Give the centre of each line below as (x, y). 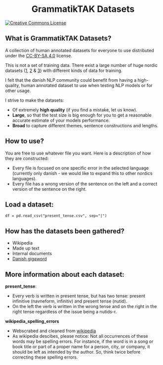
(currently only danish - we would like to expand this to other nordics (82, 173)
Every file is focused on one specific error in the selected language (81, 168)
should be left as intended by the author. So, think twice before (76, 352)
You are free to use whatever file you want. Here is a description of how (78, 153)
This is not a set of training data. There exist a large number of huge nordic (81, 65)
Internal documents (32, 254)
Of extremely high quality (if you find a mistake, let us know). (75, 109)
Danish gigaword (29, 259)
